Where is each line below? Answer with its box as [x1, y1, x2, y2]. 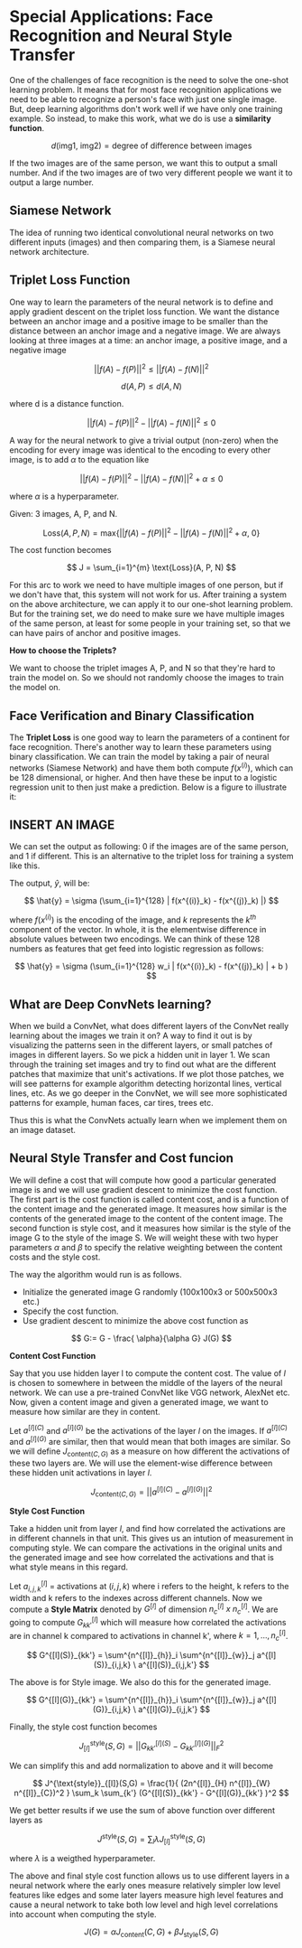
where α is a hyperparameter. [9, 491, 120, 501]
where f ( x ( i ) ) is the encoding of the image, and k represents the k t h [9, 913, 257, 925]
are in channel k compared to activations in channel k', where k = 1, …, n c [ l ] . [9, 1628, 288, 1644]
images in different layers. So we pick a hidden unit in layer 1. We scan [9, 1049, 270, 1060]
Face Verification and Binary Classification [9, 707, 255, 724]
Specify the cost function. [22, 1306, 119, 1316]
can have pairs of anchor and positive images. [9, 628, 181, 639]
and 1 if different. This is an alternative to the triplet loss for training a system [9, 851, 295, 862]
